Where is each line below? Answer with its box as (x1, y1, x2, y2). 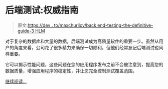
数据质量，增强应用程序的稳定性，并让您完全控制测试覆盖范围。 (5, 67, 137, 73)
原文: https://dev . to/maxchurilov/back (17, 22, 97, 28)
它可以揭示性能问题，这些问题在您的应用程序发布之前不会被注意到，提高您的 (5, 61, 163, 67)
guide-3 (17, 28, 34, 34)
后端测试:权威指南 (5, 5, 79, 16)
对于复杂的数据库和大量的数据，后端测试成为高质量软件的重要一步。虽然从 (5, 38, 159, 44)
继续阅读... (5, 78, 27, 84)
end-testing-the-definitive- (97, 22, 153, 28)
